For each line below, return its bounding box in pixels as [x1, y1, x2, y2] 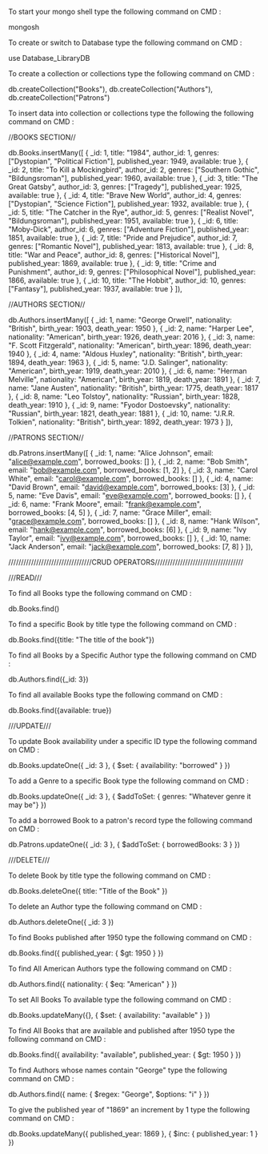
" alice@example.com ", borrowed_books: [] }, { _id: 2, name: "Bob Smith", [8, 456, 250, 466]
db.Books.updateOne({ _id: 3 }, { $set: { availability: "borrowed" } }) [8, 761, 230, 770]
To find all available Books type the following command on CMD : [8, 690, 223, 699]
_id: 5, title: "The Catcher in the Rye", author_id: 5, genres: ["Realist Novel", [8, 207, 254, 217]
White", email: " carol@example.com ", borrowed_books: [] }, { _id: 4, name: [8, 474, 254, 483]
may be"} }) [8, 800, 46, 810]
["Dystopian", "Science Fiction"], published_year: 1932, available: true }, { [8, 199, 250, 208]
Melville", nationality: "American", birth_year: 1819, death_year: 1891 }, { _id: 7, [8, 375, 261, 384]
